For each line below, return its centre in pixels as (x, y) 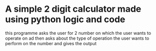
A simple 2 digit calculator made (73, 9)
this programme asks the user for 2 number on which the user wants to (78, 33)
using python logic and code (65, 19)
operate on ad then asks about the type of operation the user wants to (77, 38)
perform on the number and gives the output (51, 43)
